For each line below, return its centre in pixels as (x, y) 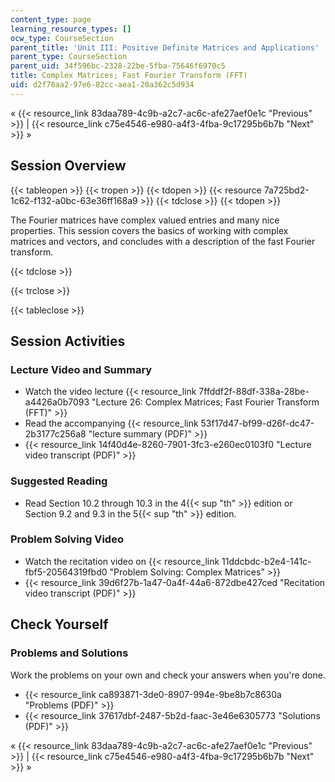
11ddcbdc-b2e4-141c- (266, 561)
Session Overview (68, 166)
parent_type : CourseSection (69, 57)
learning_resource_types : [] (71, 29)
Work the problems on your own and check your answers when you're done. (168, 675)
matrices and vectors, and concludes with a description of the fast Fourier (163, 241)
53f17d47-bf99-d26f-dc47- (257, 423)
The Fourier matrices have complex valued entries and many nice (145, 220)
